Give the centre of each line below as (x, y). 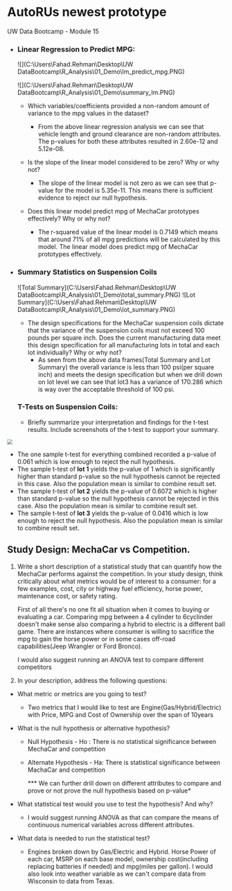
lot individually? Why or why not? (75, 352)
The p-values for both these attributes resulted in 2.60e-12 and (128, 141)
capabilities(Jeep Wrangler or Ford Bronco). (80, 646)
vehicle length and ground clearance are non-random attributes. (130, 134)
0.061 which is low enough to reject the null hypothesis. (96, 461)
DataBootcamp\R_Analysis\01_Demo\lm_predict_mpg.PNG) (101, 72)
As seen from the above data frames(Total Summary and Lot (124, 360)
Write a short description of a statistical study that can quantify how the (119, 566)
